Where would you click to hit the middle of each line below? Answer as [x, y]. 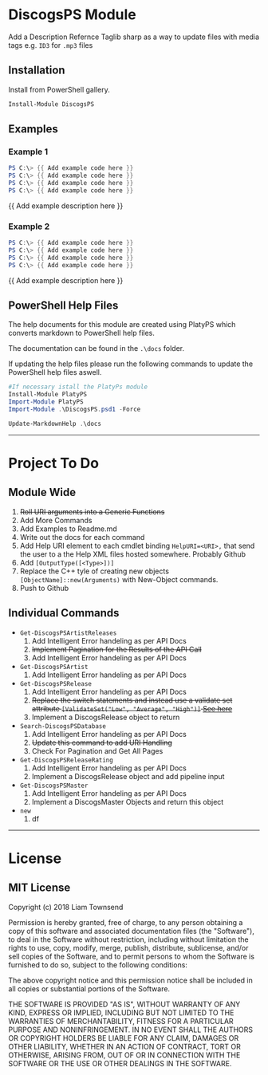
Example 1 [28, 152]
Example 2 [29, 226]
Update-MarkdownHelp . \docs [55, 423]
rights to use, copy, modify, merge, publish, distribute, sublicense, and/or [128, 947]
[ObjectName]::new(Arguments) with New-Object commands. [119, 579]
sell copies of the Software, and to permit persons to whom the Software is [132, 956]
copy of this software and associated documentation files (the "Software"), [132, 931]
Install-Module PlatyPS [48, 395]
